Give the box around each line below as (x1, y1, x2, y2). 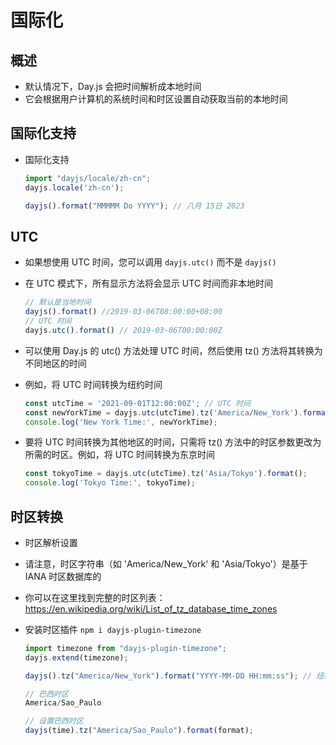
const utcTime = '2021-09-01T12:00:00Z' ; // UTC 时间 (24, 398, 252, 408)
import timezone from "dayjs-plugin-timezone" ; (24, 643, 227, 653)
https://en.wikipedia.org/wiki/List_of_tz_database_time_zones (24, 602, 278, 615)
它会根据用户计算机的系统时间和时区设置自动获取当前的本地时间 (24, 93, 288, 105)
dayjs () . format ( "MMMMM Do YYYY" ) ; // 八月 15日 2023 (24, 201, 245, 211)
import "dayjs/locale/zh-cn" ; (24, 173, 152, 183)
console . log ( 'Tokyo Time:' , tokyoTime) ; (24, 478, 196, 488)
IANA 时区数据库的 (24, 570, 102, 582)
